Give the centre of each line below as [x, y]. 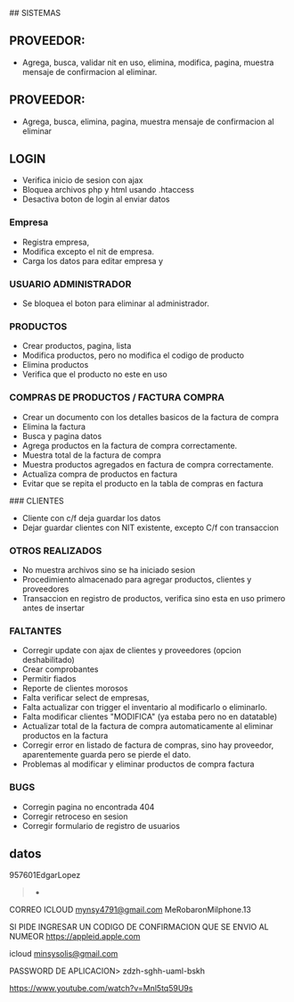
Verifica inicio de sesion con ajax [82, 180]
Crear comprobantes [60, 669]
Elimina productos [55, 365]
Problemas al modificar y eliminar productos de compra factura [138, 764]
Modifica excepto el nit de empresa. [88, 251]
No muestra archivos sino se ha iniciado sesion [109, 569]
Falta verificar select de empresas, [86, 698]
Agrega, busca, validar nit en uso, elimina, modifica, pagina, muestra [148, 62]
